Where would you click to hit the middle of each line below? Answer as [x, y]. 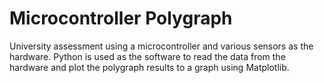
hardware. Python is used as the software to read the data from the [147, 56]
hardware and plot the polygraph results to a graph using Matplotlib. [149, 67]
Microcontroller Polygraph [121, 18]
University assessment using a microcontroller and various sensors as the [161, 46]
